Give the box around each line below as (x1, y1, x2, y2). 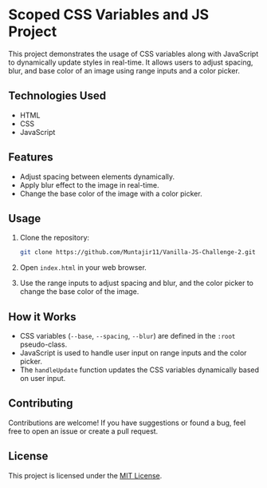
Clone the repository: (19, 233, 90, 243)
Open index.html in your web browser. (19, 263, 147, 272)
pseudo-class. (19, 339, 68, 349)
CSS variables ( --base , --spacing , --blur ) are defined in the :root (19, 331, 236, 341)
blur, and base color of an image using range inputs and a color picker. (8, 65, 241, 75)
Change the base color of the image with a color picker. (19, 188, 202, 198)
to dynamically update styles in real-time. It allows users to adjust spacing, (8, 58, 253, 67)
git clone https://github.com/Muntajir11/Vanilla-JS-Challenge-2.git (19, 248, 257, 256)
